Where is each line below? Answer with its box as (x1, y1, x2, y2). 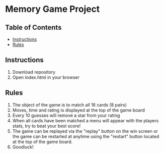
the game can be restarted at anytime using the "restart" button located (12, 133, 160, 139)
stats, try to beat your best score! (12, 123, 81, 129)
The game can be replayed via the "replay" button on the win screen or (12, 128, 158, 134)
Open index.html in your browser (12, 74, 80, 80)
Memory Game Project (5, 3, 100, 15)
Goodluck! (12, 144, 34, 150)
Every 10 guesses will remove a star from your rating (12, 112, 120, 118)
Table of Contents (5, 23, 62, 32)
